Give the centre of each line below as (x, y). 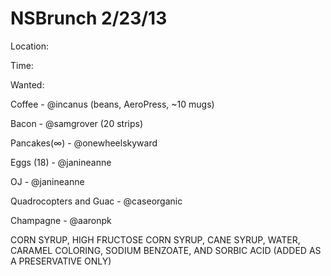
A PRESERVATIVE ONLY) (61, 261)
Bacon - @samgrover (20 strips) (76, 123)
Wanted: (27, 84)
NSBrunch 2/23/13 (89, 18)
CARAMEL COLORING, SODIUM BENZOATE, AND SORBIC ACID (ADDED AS (166, 250)
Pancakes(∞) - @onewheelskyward (84, 143)
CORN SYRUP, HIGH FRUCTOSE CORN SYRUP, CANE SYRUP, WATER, (155, 239)
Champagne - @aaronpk (61, 220)
